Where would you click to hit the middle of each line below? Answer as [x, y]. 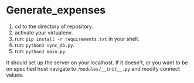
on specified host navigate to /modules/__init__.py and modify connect [93, 68]
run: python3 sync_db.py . [45, 45]
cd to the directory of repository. [54, 26]
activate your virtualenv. [44, 32]
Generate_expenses [56, 10]
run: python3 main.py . [41, 51]
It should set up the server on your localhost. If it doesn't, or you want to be [97, 63]
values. [15, 75]
